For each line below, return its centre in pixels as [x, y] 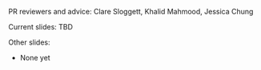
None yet [35, 58]
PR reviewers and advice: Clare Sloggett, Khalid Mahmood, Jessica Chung [131, 12]
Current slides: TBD [41, 27]
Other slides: [29, 42]
